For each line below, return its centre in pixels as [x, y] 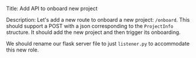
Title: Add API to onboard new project [52, 8]
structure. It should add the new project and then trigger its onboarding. [94, 32]
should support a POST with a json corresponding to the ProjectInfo [90, 26]
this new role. [23, 50]
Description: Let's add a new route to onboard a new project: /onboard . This [98, 20]
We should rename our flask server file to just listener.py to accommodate [98, 44]
